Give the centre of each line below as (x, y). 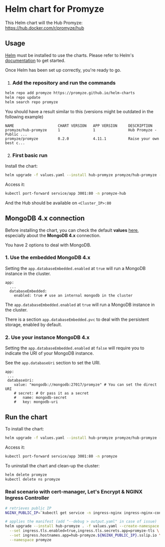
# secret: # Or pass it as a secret (52, 394)
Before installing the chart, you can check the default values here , (72, 230)
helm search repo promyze (31, 102)
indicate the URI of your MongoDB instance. (50, 353)
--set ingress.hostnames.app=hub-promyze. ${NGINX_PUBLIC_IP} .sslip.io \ (85, 535)
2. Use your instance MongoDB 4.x (47, 337)
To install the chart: (25, 428)
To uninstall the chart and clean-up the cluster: (52, 465)
